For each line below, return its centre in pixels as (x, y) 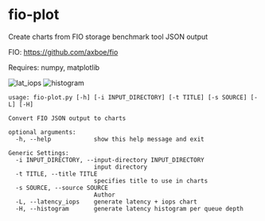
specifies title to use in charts (151, 180)
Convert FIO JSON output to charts (67, 118)
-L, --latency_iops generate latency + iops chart (106, 202)
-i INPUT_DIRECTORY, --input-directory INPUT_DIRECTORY (110, 160)
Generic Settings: (39, 153)
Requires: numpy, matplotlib (54, 67)
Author (104, 195)
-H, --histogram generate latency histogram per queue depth (130, 208)
